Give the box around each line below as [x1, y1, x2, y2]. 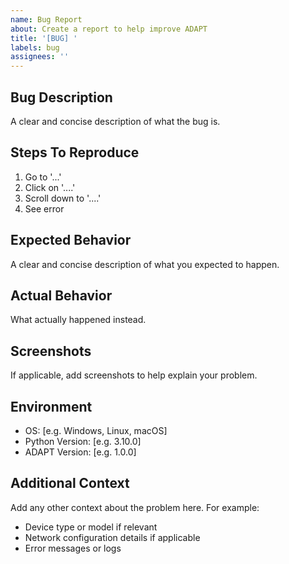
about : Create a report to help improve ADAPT [10, 24, 208, 34]
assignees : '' [10, 52, 70, 62]
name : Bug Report [10, 14, 83, 25]
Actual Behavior [10, 287, 113, 304]
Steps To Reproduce [10, 144, 140, 161]
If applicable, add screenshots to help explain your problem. [10, 369, 258, 381]
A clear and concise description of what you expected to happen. [10, 258, 280, 270]
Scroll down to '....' [24, 192, 102, 204]
